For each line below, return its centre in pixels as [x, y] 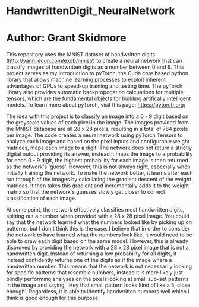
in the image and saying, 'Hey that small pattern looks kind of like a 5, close [98, 285]
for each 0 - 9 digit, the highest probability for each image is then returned [97, 161]
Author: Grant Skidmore [66, 38]
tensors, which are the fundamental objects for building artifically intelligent [99, 98]
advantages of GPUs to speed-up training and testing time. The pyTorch [94, 86]
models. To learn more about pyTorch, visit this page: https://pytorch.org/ [96, 105]
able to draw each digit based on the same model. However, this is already [97, 241]
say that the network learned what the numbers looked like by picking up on [99, 222]
